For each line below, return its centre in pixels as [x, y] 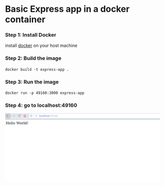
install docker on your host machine [41, 46]
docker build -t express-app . [37, 69]
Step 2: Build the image [33, 59]
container [25, 19]
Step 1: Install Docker [31, 35]
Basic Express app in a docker [68, 9]
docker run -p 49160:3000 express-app [45, 93]
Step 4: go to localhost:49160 [41, 105]
